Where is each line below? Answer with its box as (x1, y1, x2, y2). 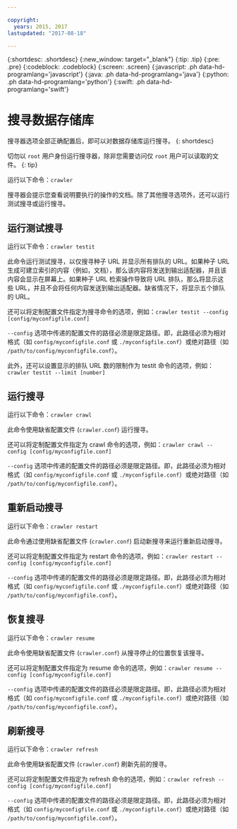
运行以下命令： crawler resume (7, 633, 95, 642)
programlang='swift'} (7, 85, 69, 94)
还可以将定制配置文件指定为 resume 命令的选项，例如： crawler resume (7, 663, 213, 672)
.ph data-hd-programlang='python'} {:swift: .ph (7, 78, 145, 86)
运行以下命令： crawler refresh (7, 745, 99, 753)
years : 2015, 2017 (13, 23, 68, 30)
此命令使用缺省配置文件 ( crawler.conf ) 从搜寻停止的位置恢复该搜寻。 (7, 648, 208, 657)
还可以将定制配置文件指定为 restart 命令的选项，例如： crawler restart (7, 551, 214, 560)
